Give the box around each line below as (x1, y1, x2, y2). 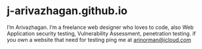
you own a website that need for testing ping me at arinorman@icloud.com (7, 36, 191, 43)
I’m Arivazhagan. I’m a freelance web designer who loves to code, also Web (7, 24, 194, 31)
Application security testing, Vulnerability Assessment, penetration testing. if (7, 30, 196, 37)
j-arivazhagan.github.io (7, 4, 128, 18)
